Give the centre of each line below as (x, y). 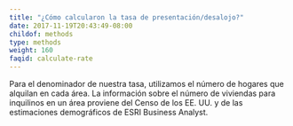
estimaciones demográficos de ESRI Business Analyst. (109, 112)
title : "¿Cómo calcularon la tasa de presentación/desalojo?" (127, 17)
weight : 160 (31, 51)
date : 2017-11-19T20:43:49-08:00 (71, 26)
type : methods (36, 42)
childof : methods (41, 34)
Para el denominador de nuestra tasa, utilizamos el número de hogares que (146, 84)
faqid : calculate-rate (51, 59)
